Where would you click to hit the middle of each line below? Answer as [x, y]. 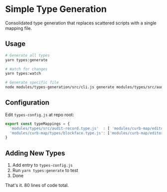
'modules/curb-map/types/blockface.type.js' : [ [60, 133]
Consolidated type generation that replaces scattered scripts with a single [81, 23]
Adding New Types [35, 153]
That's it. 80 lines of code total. [37, 186]
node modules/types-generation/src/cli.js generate [60, 87]
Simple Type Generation [56, 9]
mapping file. [19, 28]
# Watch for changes [27, 69]
